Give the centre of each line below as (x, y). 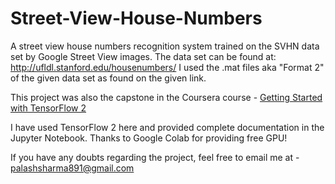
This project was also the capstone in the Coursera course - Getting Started (166, 97)
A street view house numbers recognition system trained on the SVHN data (165, 46)
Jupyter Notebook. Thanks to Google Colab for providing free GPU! (149, 138)
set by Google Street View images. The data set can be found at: (143, 56)
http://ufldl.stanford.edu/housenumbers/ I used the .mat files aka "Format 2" (167, 67)
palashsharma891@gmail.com (72, 168)
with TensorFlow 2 (48, 108)
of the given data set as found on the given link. (108, 78)
